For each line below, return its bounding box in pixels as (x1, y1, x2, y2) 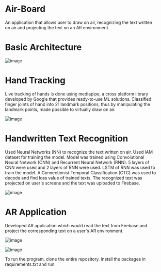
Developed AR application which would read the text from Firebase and (5, 222, 147, 228)
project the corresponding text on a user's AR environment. (5, 228, 124, 234)
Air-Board (5, 3, 46, 15)
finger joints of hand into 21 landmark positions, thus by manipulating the (5, 101, 150, 107)
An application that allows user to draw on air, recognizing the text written (5, 19, 153, 25)
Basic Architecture (5, 42, 82, 53)
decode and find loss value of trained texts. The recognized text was (5, 175, 143, 181)
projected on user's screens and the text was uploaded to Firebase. (5, 180, 140, 186)
